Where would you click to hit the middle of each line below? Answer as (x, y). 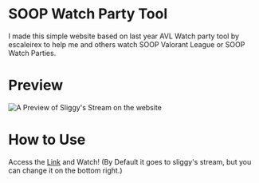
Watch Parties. (32, 53)
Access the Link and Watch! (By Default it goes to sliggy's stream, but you (130, 161)
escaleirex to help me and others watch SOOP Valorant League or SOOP (127, 44)
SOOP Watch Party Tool (88, 14)
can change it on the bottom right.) (65, 170)
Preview (36, 86)
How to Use (47, 140)
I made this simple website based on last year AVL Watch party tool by (124, 36)
